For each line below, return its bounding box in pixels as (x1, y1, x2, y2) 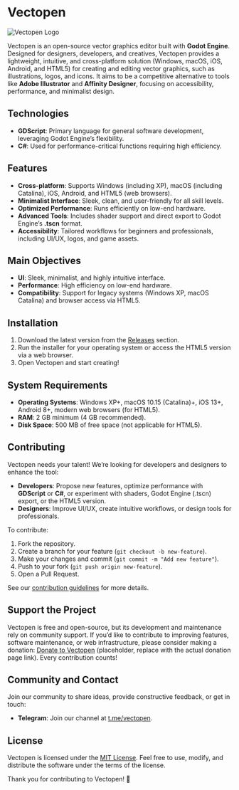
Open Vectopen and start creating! (17, 359, 119, 367)
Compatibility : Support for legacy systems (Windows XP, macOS (17, 289, 209, 297)
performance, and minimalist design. (7, 87, 115, 95)
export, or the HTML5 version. (17, 496, 107, 505)
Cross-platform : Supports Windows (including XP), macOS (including (17, 181, 223, 189)
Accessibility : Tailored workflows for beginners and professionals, (17, 226, 213, 235)
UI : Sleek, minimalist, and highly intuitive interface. (17, 273, 166, 282)
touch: (7, 700, 26, 709)
